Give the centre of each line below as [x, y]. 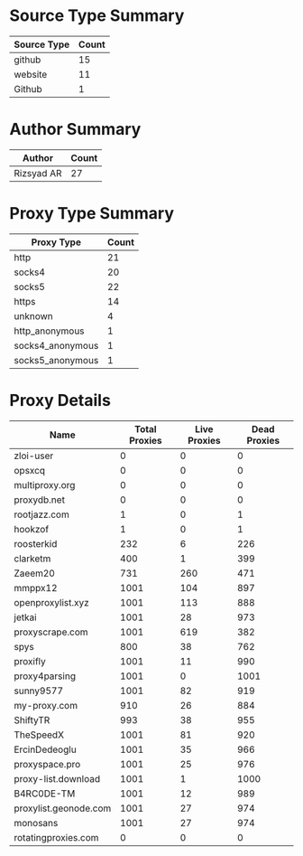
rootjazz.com [41, 514]
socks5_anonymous [56, 360]
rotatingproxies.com [56, 837]
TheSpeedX [39, 735]
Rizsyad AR [38, 173]
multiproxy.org [45, 484]
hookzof [32, 529]
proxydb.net [40, 500]
